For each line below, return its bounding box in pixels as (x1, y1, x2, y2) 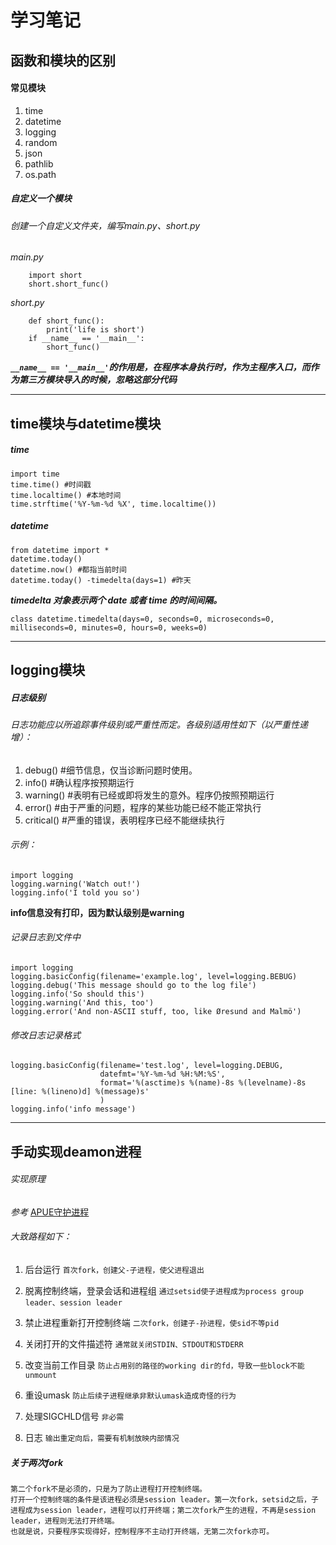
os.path (24, 168, 57, 180)
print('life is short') (46, 325, 145, 335)
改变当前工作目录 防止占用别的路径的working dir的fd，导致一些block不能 (24, 1359, 305, 1371)
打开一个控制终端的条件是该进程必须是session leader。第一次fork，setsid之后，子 (10, 1495, 319, 1505)
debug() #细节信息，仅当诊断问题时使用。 (24, 764, 198, 776)
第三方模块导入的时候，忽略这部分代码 (18, 374, 177, 386)
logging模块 (10, 662, 86, 679)
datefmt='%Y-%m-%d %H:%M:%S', (99, 1069, 226, 1080)
